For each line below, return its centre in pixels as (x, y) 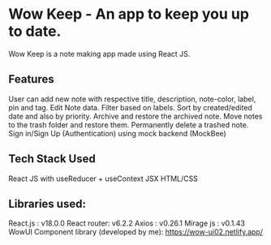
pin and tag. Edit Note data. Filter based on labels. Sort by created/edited (131, 107)
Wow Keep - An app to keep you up (129, 14)
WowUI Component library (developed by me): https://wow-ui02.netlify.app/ (136, 232)
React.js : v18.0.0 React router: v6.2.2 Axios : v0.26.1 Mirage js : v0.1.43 (127, 223)
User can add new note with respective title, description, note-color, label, (132, 99)
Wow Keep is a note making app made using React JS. (99, 54)
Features (31, 79)
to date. (35, 31)
